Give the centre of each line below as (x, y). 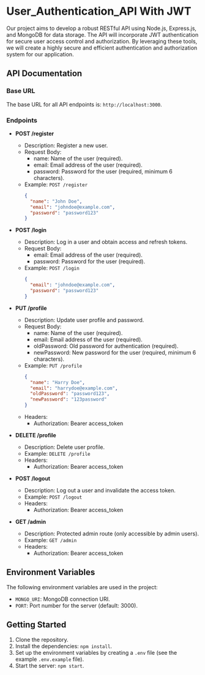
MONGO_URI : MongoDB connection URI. (62, 599)
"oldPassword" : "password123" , (70, 394)
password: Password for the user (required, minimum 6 (103, 171)
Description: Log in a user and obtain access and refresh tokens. (106, 242)
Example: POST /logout (53, 497)
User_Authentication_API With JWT (99, 11)
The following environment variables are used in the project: (82, 587)
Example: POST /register (56, 184)
